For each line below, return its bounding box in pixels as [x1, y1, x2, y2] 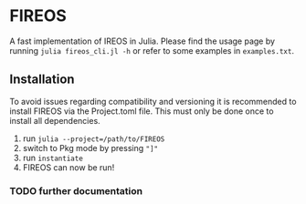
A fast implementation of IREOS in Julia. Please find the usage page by [9, 36, 276, 46]
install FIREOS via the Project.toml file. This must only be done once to [9, 106, 274, 117]
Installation [9, 72, 75, 87]
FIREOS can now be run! [22, 161, 115, 173]
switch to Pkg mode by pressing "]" [22, 142, 158, 153]
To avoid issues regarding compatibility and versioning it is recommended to [9, 96, 297, 107]
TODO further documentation [9, 184, 143, 197]
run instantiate [22, 152, 84, 163]
